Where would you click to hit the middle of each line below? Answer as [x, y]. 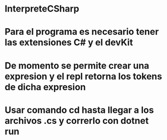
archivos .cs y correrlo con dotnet [77, 121]
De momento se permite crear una [77, 65]
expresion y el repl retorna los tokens [83, 76]
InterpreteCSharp [42, 9]
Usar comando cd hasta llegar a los [79, 110]
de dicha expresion [45, 87]
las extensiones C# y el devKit [69, 43]
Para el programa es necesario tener [82, 32]
